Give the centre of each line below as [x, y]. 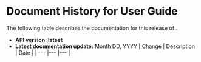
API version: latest [39, 40]
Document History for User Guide [92, 11]
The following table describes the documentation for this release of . [92, 28]
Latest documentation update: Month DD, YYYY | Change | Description [105, 46]
